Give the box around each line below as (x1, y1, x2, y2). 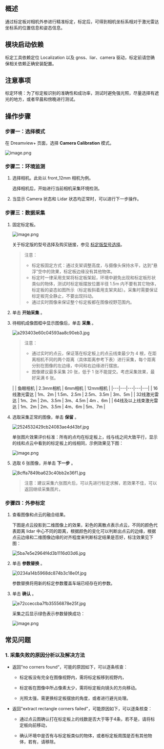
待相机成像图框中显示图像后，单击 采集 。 (12, 320, 96, 326)
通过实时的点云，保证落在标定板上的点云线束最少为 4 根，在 (31, 350, 153, 356)
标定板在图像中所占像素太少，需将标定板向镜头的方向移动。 (19, 685, 140, 691)
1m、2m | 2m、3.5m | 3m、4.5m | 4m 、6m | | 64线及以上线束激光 (20, 397, 154, 403)
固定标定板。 (12, 221, 38, 227)
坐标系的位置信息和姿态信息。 (5, 25, 65, 30)
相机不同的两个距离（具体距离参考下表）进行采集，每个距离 (36, 356, 156, 362)
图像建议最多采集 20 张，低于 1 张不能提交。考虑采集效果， (31, 368, 151, 374)
